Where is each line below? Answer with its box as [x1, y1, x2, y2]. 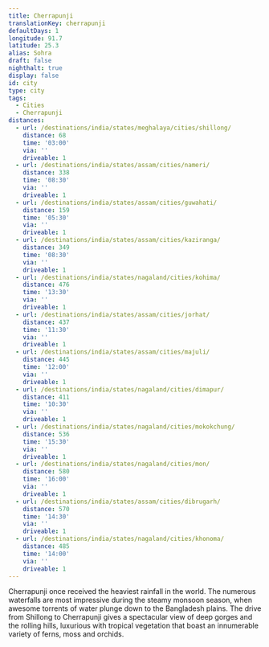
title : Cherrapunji [8, 11, 74, 20]
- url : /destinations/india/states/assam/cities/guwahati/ [15, 199, 218, 207]
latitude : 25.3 [8, 42, 59, 50]
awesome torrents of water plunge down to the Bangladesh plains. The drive [8, 604, 262, 613]
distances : [8, 117, 45, 125]
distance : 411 [22, 393, 70, 401]
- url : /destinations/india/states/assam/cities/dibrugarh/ [15, 498, 221, 506]
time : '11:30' [22, 326, 70, 334]
